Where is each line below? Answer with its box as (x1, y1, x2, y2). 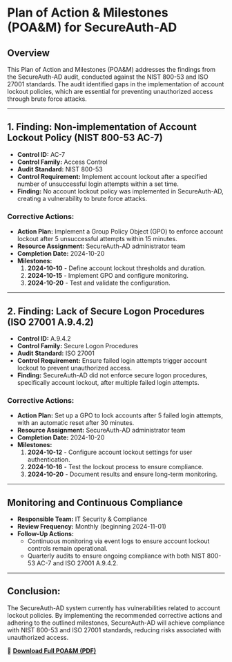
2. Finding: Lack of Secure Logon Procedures (7, 305, 205, 317)
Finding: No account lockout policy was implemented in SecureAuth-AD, (17, 187, 224, 195)
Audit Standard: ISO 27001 (17, 349, 95, 357)
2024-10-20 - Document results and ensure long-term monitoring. (27, 470, 218, 478)
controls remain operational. (27, 545, 108, 553)
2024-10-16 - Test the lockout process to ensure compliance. (27, 463, 204, 471)
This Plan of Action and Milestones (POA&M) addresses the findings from (7, 66, 216, 73)
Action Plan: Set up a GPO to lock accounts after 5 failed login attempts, (17, 411, 223, 419)
